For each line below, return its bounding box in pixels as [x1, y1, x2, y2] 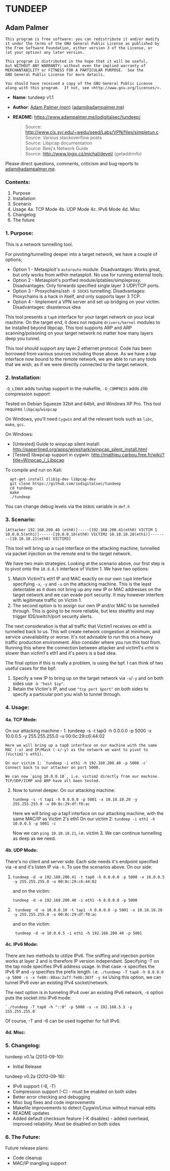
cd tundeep [10, 485, 33, 491]
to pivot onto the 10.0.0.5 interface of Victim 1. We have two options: [5, 566, 149, 572]
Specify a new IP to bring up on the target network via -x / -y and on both [12, 675, 163, 681]
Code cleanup [12, 1154, 42, 1161]
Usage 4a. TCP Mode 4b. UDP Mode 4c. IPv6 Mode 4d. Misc [12, 206, 141, 212]
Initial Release [12, 1063, 42, 1070]
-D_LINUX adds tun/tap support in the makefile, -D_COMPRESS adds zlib [5, 385, 148, 391]
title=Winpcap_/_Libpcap [12, 457, 65, 463]
